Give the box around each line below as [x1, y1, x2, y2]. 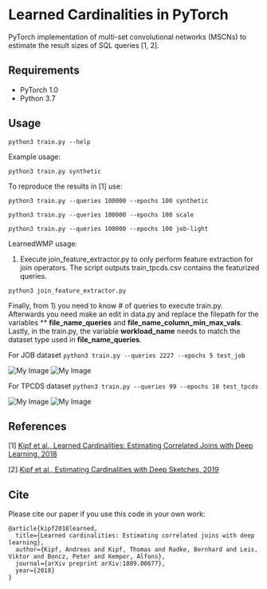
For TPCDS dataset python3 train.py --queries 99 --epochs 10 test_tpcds [8, 381, 259, 391]
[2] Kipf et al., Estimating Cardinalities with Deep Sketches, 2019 [8, 465, 219, 475]
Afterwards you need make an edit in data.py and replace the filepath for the [8, 309, 259, 319]
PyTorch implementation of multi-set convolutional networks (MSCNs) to [8, 32, 247, 42]
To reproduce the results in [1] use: [8, 181, 123, 191]
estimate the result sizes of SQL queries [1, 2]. [8, 40, 159, 50]
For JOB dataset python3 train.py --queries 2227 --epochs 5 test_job [8, 350, 245, 360]
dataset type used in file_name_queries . [8, 334, 142, 344]
